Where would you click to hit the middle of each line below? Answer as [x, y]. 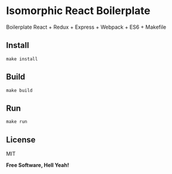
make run [17, 122]
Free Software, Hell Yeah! [38, 165]
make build [19, 90]
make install [22, 59]
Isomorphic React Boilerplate [78, 11]
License [21, 140]
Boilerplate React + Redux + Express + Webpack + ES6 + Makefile [86, 27]
